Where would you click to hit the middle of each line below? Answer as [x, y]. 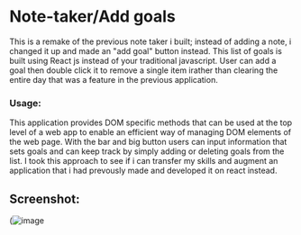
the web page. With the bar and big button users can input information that [148, 142]
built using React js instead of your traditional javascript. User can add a [143, 60]
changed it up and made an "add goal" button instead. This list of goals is [146, 50]
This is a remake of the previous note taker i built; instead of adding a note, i [150, 41]
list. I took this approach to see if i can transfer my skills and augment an [144, 161]
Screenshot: [45, 199]
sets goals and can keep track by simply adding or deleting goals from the [147, 151]
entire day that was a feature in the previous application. [114, 79]
